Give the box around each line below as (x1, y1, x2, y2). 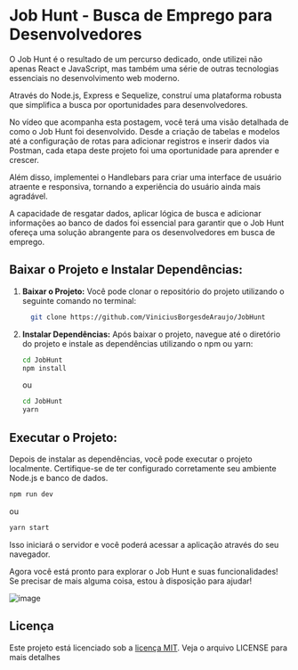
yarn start (9, 523, 50, 532)
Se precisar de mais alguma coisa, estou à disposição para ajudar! (9, 576, 253, 586)
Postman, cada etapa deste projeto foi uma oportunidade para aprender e (9, 144, 280, 156)
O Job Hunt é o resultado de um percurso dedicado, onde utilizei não (9, 53, 263, 64)
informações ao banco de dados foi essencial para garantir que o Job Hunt (9, 217, 285, 228)
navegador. (9, 549, 51, 560)
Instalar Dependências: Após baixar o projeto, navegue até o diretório (21, 329, 281, 339)
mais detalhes (9, 651, 60, 662)
